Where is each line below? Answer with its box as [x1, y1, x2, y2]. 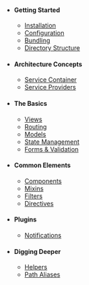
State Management [24, 138, 80, 146]
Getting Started [13, 6, 61, 14]
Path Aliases [24, 270, 61, 279]
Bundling [24, 36, 50, 45]
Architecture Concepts [13, 60, 83, 68]
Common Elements [13, 161, 71, 169]
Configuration [24, 29, 64, 37]
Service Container [24, 75, 77, 84]
